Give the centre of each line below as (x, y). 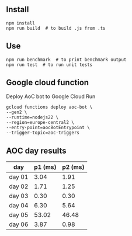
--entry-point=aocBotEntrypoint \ (48, 128)
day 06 (19, 224)
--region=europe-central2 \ (40, 123)
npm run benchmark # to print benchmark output (66, 60)
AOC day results (36, 150)
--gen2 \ (17, 112)
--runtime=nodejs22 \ (32, 117)
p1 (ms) (45, 167)
